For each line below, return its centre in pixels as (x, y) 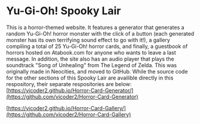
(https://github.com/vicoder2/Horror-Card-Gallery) (69, 115)
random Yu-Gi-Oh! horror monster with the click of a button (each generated (100, 33)
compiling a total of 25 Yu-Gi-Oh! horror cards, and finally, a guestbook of (97, 46)
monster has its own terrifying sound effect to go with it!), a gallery (88, 40)
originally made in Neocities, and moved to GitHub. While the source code (97, 71)
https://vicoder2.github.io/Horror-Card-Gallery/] (67, 108)
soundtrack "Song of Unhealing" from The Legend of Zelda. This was (92, 65)
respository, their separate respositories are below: (69, 84)
